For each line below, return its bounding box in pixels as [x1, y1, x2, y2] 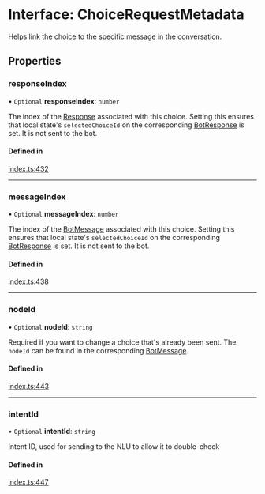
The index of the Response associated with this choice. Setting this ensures [8, 111, 255, 121]
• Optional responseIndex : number [8, 96, 120, 106]
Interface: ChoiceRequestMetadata [8, 6, 244, 24]
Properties [8, 55, 62, 68]
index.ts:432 [8, 164, 49, 173]
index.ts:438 [8, 277, 49, 286]
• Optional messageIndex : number [8, 209, 119, 219]
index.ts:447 [8, 477, 49, 487]
